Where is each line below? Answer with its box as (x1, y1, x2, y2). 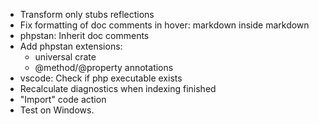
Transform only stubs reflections (19, 9, 155, 20)
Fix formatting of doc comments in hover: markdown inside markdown (19, 19, 310, 31)
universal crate (34, 51, 97, 63)
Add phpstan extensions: (19, 40, 123, 52)
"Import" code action (19, 94, 107, 105)
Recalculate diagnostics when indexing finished (19, 83, 217, 94)
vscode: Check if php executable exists (19, 72, 183, 84)
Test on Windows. (19, 104, 95, 116)
